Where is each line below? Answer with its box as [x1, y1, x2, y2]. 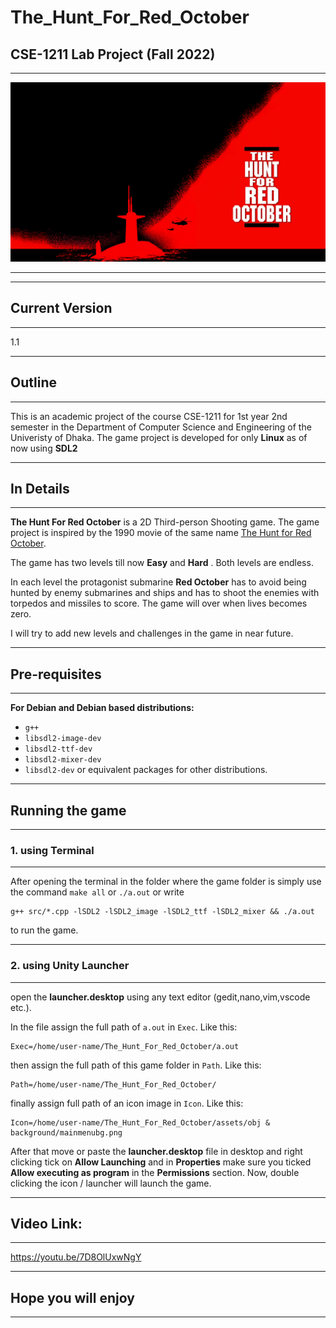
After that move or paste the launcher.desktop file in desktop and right [10, 1145, 303, 1157]
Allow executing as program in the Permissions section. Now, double [10, 1166, 300, 1178]
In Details [10, 480, 70, 497]
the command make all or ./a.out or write [10, 886, 185, 898]
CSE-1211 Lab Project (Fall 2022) [10, 46, 216, 63]
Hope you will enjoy [10, 1289, 135, 1306]
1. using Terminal [10, 843, 95, 857]
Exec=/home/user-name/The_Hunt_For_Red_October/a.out [10, 1041, 240, 1051]
